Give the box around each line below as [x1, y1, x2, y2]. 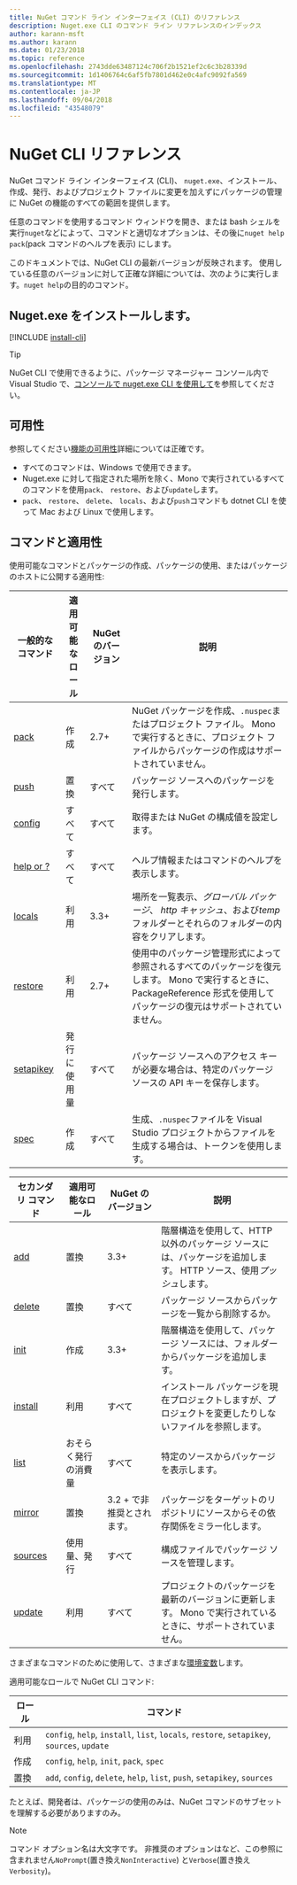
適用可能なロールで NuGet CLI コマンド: [9, 1676, 155, 1687]
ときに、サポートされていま [160, 1619, 276, 1632]
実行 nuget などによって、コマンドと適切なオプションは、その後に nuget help [9, 228, 285, 238]
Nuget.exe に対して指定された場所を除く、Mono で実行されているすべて [21, 473, 286, 484]
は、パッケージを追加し [160, 1251, 259, 1263]
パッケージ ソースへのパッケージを [131, 774, 276, 787]
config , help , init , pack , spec [45, 1755, 164, 1767]
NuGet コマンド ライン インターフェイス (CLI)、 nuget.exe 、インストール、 [9, 175, 282, 186]
